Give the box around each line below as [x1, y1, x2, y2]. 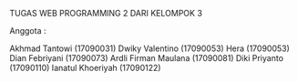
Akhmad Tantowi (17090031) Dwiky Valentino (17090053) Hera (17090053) [9, 43, 290, 54]
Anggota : [9, 26, 46, 36]
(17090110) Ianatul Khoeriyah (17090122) [9, 63, 161, 73]
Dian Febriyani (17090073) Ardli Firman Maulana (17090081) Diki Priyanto [9, 53, 284, 63]
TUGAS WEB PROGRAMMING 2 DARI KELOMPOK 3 [9, 8, 203, 18]
